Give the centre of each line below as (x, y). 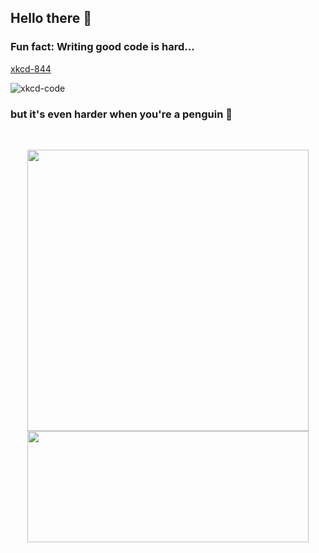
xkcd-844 (31, 68)
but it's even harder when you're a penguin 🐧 (121, 114)
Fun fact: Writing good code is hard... (102, 47)
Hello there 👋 (51, 18)
